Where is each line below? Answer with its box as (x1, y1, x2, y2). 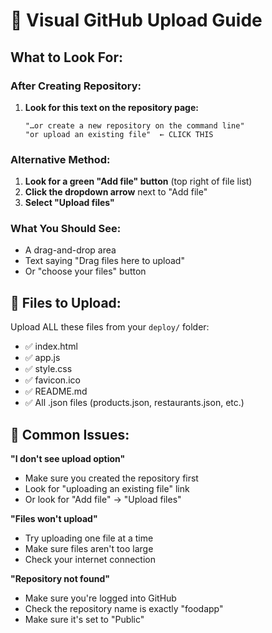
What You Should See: (10, 222, 122, 236)
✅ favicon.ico (24, 374, 81, 386)
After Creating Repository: (10, 79, 142, 93)
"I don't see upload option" (10, 453, 126, 465)
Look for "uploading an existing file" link (24, 483, 190, 495)
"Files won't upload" (10, 513, 98, 525)
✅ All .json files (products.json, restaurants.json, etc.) (24, 397, 245, 409)
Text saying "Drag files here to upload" (24, 255, 185, 267)
